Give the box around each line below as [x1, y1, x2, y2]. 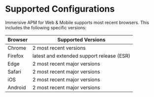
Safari [7, 68, 21, 75]
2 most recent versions [32, 44, 86, 51]
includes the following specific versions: [5, 24, 87, 30]
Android [7, 84, 26, 91]
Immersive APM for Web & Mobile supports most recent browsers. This [5, 19, 149, 25]
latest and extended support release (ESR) [32, 52, 130, 59]
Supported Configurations [5, 3, 115, 15]
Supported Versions [57, 36, 106, 43]
